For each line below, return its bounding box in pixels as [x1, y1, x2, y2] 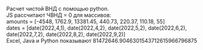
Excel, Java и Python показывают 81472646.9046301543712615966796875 [6, 37, 198, 44]
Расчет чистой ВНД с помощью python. [6, 5, 109, 12]
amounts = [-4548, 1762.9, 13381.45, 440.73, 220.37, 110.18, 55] [6, 18, 165, 25]
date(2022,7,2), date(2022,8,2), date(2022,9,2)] [6, 31, 126, 38]
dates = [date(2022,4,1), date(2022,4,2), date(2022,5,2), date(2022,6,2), [6, 24, 187, 31]
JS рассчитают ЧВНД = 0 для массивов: [6, 11, 111, 19]
